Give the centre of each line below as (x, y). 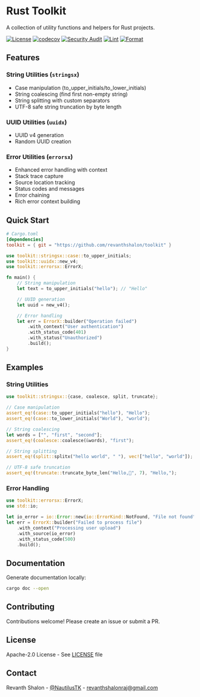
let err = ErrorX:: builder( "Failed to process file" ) (74, 522)
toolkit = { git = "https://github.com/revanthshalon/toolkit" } (89, 245)
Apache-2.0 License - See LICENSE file (54, 654)
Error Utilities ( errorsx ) (40, 157)
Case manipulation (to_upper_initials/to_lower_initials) (81, 88)
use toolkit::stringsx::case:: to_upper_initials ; (69, 256)
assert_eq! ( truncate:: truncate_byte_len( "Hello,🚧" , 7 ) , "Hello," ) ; (92, 473)
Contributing (30, 607)
